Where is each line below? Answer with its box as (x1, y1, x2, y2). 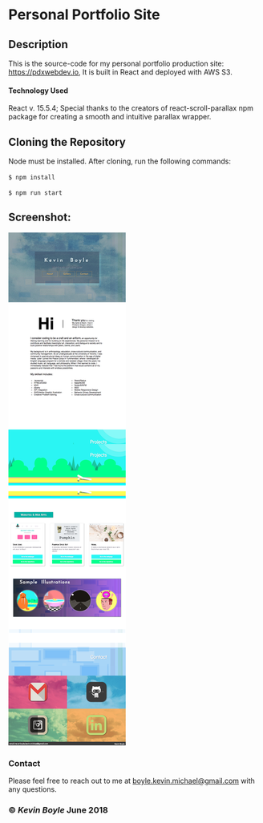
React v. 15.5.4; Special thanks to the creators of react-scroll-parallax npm (8, 103, 254, 113)
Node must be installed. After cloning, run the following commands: (8, 156, 231, 166)
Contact (8, 757, 41, 769)
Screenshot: (8, 211, 71, 224)
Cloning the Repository (8, 135, 126, 149)
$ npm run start (8, 189, 63, 197)
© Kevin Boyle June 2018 (8, 805, 108, 816)
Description (8, 38, 68, 51)
